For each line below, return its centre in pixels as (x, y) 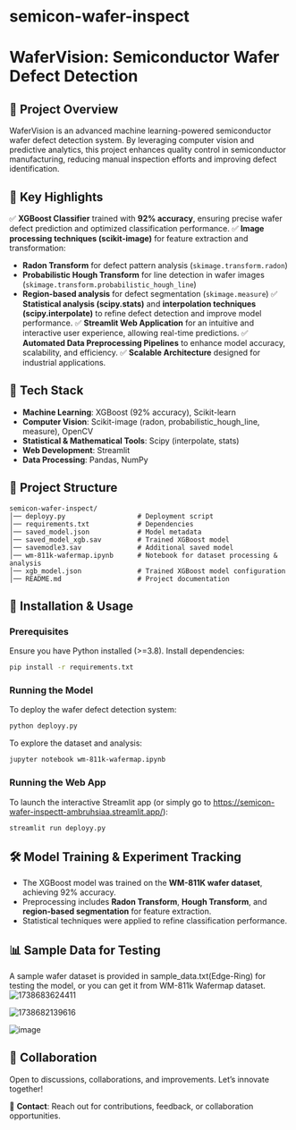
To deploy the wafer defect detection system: (93, 710)
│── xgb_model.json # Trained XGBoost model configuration (148, 571)
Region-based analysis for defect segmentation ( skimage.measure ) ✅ (150, 294)
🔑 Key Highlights (56, 197)
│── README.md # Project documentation (119, 578)
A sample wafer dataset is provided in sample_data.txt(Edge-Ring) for (138, 976)
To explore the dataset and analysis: (76, 743)
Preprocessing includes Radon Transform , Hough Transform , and (144, 902)
